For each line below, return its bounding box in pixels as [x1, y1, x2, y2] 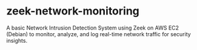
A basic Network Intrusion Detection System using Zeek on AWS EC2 [6, 24, 179, 31]
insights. [6, 37, 28, 44]
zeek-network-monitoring [6, 4, 139, 18]
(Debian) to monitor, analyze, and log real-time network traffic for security [6, 30, 191, 37]
